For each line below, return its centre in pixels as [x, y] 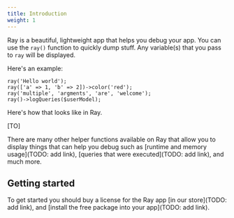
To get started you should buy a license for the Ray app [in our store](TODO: [117, 200]
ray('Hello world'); [37, 81]
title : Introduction [37, 14]
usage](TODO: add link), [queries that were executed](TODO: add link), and [116, 154]
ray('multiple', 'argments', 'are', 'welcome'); [79, 93]
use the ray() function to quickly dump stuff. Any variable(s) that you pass [114, 47]
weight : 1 [22, 20]
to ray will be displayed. [41, 55]
